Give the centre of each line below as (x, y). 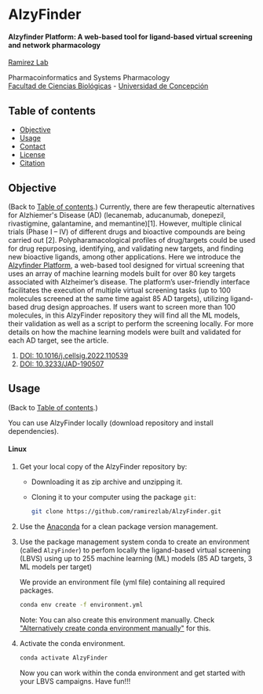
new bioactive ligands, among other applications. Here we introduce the (124, 257)
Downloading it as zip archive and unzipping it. (107, 482)
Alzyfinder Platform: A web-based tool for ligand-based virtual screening (130, 36)
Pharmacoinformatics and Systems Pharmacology (89, 78)
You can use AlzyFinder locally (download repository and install (111, 423)
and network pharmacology (54, 45)
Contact (32, 146)
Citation (32, 163)
